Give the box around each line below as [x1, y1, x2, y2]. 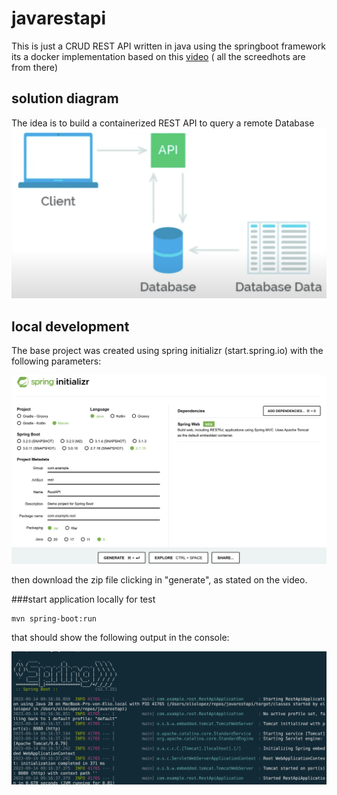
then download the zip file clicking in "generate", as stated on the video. [11, 573, 308, 586]
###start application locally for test [11, 593, 156, 605]
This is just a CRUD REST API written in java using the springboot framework [11, 40, 326, 52]
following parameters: [11, 355, 102, 367]
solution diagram [11, 90, 119, 107]
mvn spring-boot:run [11, 613, 98, 624]
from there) [11, 61, 58, 73]
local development [11, 318, 130, 335]
